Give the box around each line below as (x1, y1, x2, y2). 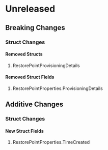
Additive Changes (5, 100, 64, 109)
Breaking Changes (5, 23, 65, 32)
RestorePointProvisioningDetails (12, 62, 80, 69)
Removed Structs (5, 51, 43, 57)
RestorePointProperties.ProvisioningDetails (12, 85, 103, 92)
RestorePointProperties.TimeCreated (12, 139, 90, 145)
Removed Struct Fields (5, 74, 55, 80)
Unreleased (5, 3, 56, 15)
